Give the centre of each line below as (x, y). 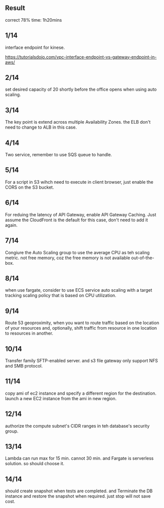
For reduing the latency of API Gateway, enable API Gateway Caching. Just (81, 214)
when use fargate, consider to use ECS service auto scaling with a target (79, 290)
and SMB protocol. (24, 366)
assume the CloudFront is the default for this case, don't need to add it (77, 220)
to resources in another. (29, 333)
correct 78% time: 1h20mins (34, 20)
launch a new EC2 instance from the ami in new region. (61, 398)
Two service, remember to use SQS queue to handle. (58, 155)
